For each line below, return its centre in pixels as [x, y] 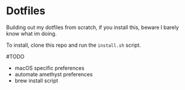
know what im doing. [32, 33]
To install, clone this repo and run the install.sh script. [74, 45]
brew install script [36, 81]
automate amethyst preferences [53, 74]
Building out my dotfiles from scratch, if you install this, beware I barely [92, 27]
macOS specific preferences [49, 68]
